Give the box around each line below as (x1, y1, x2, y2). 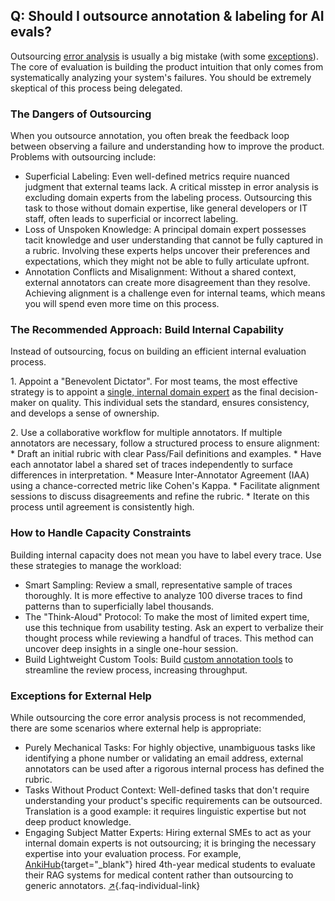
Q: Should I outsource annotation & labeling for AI (10, 8, 325, 25)
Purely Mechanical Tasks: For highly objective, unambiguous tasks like (24, 742, 316, 753)
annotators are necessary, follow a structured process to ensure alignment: (10, 437, 320, 449)
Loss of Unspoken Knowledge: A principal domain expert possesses (24, 224, 307, 236)
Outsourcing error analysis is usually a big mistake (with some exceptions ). (10, 50, 319, 62)
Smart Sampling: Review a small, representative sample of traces (24, 579, 293, 591)
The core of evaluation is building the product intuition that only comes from (10, 60, 324, 73)
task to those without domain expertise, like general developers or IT (24, 202, 308, 214)
